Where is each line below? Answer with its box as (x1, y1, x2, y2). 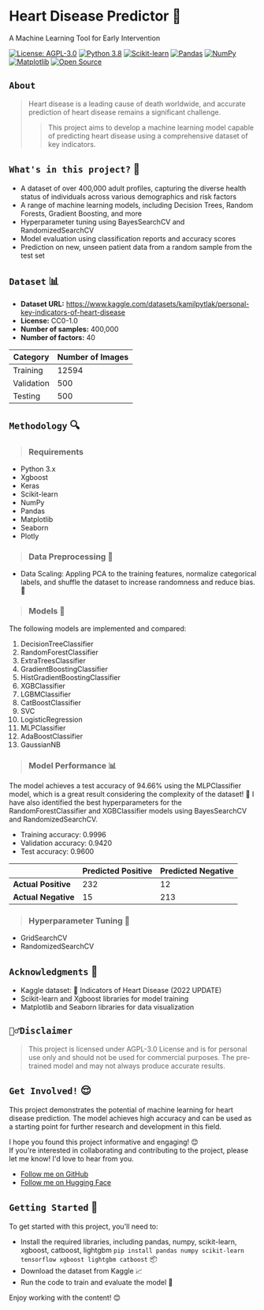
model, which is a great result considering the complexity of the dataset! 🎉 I (9, 789, 255, 798)
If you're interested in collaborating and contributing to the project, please (9, 1146, 249, 1155)
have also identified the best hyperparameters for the (9, 798, 182, 807)
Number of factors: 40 (20, 333, 95, 342)
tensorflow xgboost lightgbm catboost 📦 (20, 1254, 158, 1263)
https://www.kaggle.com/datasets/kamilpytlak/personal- (65, 300, 250, 309)
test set (20, 251, 46, 260)
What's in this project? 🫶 (9, 162, 140, 176)
